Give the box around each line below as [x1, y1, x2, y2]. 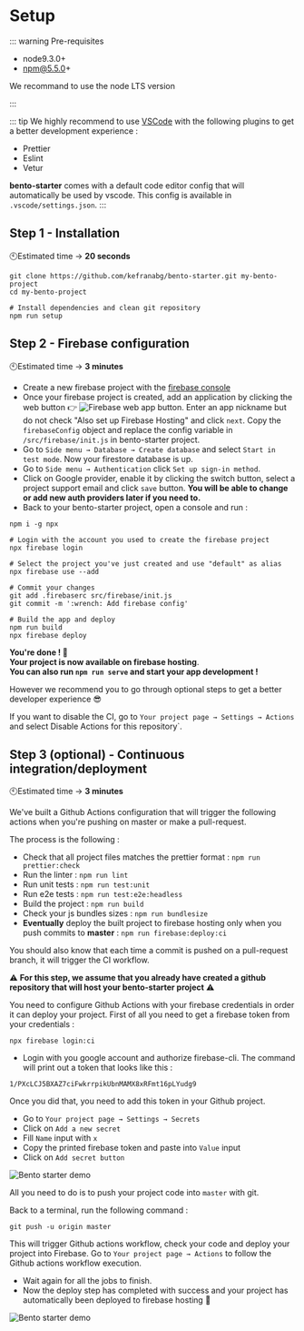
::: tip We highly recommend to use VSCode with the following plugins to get [9, 116, 295, 126]
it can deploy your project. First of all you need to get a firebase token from [9, 1009, 290, 1020]
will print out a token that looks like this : [22, 1062, 173, 1074]
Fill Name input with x [22, 1133, 98, 1144]
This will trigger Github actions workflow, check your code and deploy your [9, 1238, 290, 1249]
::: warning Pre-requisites [9, 35, 104, 46]
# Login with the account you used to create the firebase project [9, 535, 270, 544]
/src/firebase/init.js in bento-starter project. [22, 434, 201, 445]
